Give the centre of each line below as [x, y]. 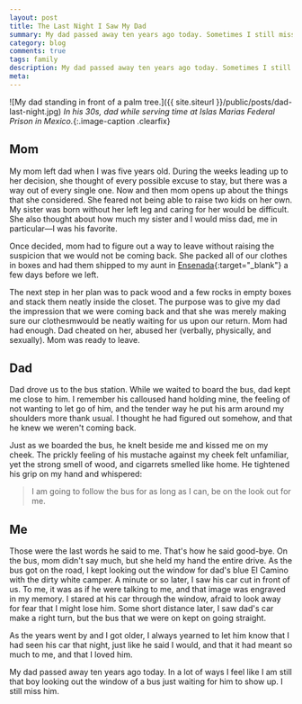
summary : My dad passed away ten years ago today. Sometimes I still [142, 34]
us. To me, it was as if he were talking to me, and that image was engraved [147, 590]
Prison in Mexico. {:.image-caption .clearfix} [90, 121]
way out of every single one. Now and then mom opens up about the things [149, 190]
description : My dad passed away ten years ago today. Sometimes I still [151, 68]
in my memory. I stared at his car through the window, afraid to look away [145, 599]
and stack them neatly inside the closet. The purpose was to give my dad [145, 302]
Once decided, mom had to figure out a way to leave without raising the [142, 246]
